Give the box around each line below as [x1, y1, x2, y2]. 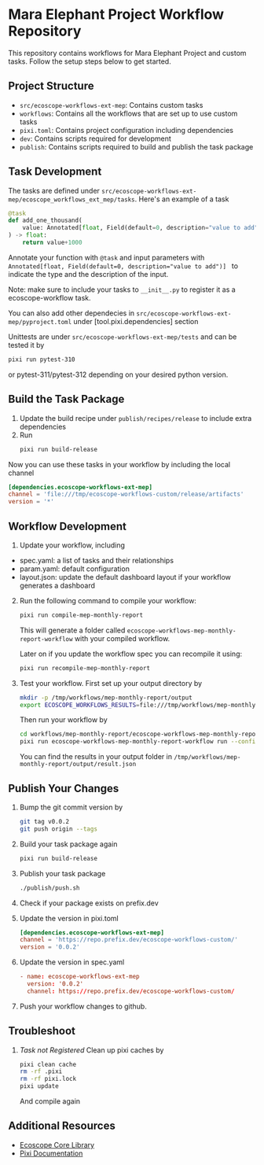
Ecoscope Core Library [19, 1140, 95, 1149]
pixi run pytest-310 [8, 356, 76, 363]
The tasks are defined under [8, 186, 101, 195]
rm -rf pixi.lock [19, 1075, 77, 1083]
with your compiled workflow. [74, 633, 170, 643]
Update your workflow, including [19, 540, 126, 550]
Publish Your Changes [8, 781, 119, 795]
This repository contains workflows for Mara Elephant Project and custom [8, 48, 247, 57]
